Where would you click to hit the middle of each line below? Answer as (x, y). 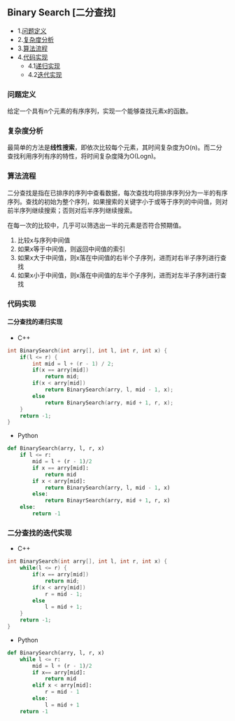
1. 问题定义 (32, 31)
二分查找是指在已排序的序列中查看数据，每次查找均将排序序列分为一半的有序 (117, 193)
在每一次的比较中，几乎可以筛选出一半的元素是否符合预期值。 (96, 225)
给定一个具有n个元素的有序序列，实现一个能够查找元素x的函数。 (100, 111)
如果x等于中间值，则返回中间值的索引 (71, 249)
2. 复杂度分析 (36, 39)
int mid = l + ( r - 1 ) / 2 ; (73, 364)
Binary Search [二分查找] (62, 13)
